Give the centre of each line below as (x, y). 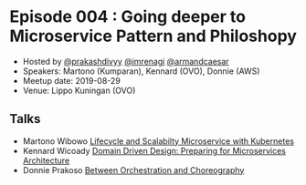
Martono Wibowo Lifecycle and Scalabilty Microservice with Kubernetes (158, 141)
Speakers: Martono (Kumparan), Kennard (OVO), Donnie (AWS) (141, 71)
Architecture (46, 160)
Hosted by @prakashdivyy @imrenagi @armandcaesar (126, 61)
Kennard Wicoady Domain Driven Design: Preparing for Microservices (154, 150)
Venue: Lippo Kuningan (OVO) (79, 90)
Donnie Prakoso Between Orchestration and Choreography (133, 170)
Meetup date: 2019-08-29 (72, 80)
